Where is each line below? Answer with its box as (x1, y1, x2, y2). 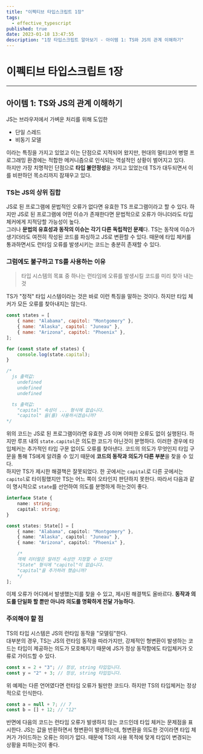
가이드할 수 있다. (17, 652, 56, 660)
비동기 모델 (14, 136, 42, 143)
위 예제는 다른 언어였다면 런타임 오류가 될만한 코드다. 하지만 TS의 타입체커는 (6, 681, 185, 689)
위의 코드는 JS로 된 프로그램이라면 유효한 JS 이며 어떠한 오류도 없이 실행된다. (6, 430, 188, 438)
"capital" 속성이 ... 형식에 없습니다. (17, 407, 105, 413)
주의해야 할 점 (6, 615, 44, 623)
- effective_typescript (11, 20, 71, 26)
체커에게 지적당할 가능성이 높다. (6, 218, 81, 226)
